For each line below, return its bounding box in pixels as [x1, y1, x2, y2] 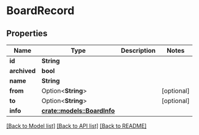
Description [121, 47, 156, 55]
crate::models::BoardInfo [42, 107, 115, 115]
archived [9, 67, 36, 75]
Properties [6, 28, 48, 39]
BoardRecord [6, 4, 75, 18]
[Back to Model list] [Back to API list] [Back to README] [6, 122, 147, 129]
